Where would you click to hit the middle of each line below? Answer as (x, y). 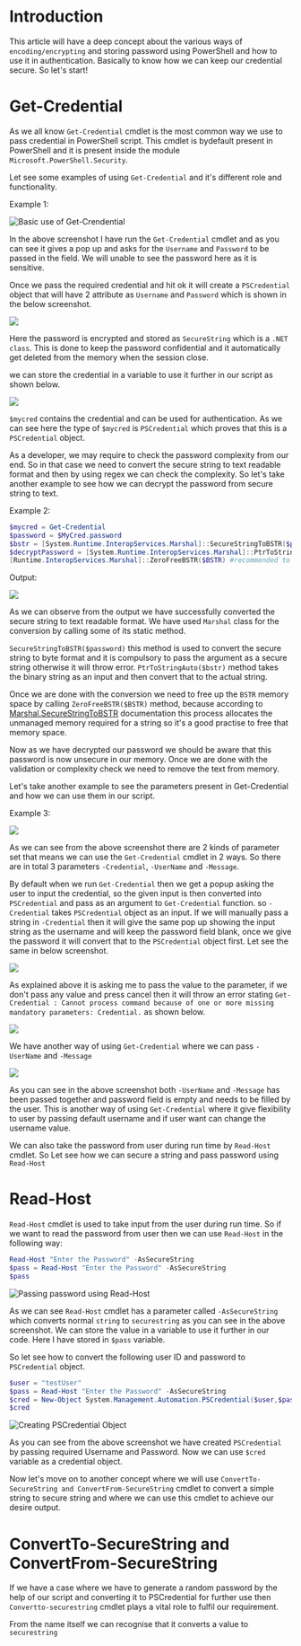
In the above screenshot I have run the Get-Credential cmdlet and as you (145, 239)
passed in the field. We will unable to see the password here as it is (133, 258)
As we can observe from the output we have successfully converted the (142, 612)
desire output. (35, 1508)
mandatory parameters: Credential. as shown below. (107, 1012)
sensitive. (27, 268)
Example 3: (30, 814)
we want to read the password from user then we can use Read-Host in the (146, 1234)
